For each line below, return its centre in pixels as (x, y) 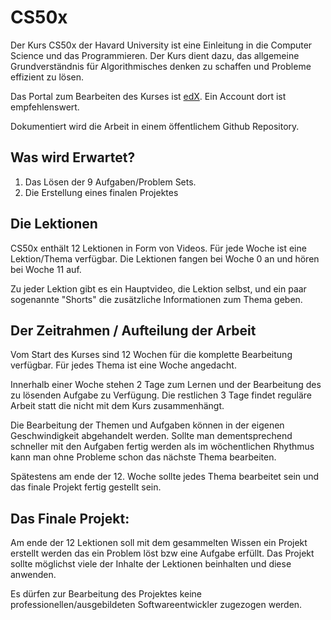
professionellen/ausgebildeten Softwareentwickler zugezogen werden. (156, 605)
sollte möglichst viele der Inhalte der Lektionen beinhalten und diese (151, 564)
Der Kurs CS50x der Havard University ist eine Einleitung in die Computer (161, 45)
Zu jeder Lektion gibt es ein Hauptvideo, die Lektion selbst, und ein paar (158, 288)
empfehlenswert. (45, 107)
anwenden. (33, 575)
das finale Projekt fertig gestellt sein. (86, 487)
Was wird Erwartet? (73, 157)
